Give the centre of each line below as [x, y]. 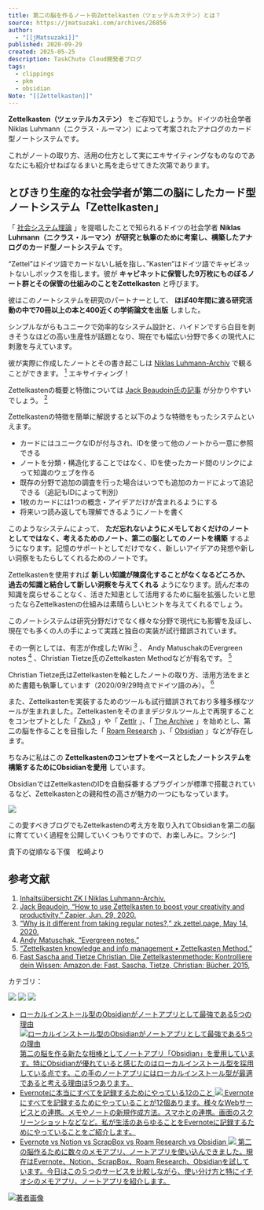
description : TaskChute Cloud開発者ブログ [75, 60]
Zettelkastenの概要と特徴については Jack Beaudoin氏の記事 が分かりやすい [130, 390]
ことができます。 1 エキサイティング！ [70, 372]
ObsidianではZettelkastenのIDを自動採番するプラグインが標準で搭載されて [128, 784]
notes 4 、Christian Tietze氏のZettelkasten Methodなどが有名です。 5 [120, 657]
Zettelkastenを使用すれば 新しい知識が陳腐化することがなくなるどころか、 [129, 575]
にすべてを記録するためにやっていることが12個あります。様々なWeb [129, 1103]
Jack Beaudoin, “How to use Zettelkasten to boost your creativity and [132, 907]
